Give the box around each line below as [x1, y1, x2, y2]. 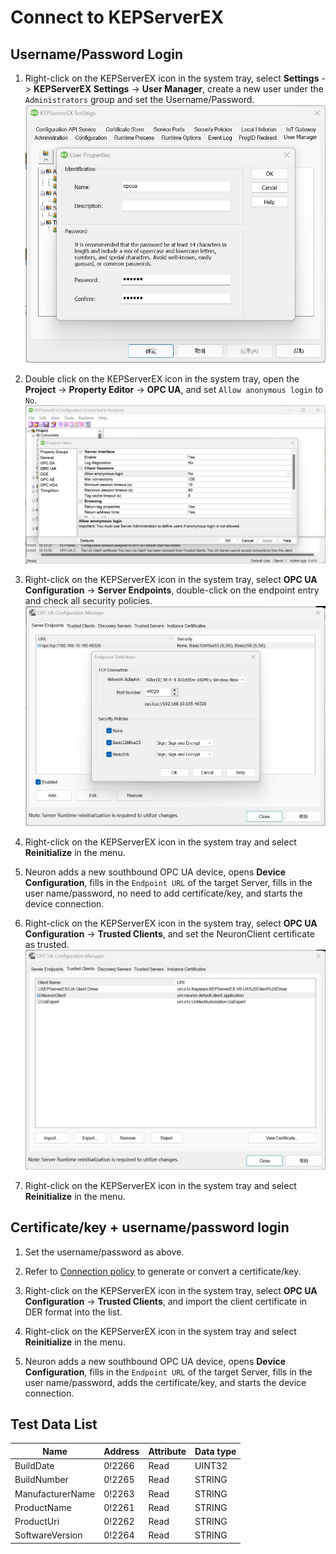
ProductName [14, 1501, 72, 1513]
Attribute [148, 1445, 187, 1457]
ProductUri [14, 1516, 60, 1528]
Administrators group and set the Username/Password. [24, 94, 255, 105]
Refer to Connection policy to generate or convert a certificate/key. [24, 1265, 302, 1277]
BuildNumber [14, 1474, 69, 1486]
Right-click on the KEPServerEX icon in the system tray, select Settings [24, 72, 320, 84]
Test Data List [10, 1416, 98, 1433]
